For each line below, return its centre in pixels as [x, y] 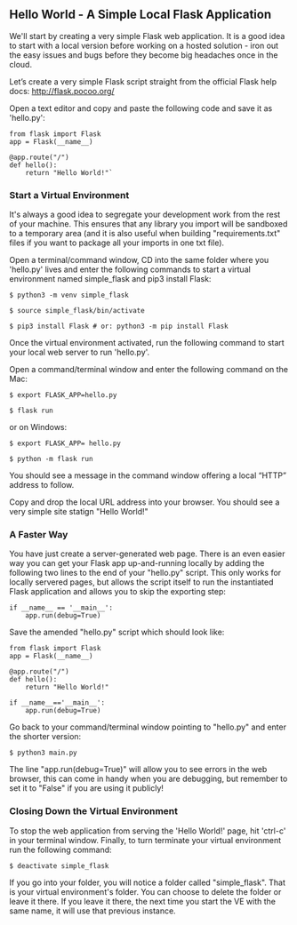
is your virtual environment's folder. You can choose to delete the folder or [145, 891]
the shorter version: [45, 737]
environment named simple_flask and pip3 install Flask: [110, 279]
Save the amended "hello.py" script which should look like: [117, 632]
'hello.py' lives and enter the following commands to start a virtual [130, 269]
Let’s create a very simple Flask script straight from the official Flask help [143, 81]
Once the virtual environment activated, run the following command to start [147, 343]
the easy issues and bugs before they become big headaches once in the [144, 55]
